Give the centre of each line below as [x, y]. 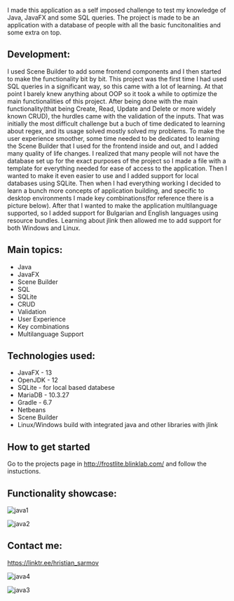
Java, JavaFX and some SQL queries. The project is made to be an [103, 18]
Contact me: [35, 546]
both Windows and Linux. [44, 228]
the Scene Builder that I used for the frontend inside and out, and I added [113, 146]
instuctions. [24, 471]
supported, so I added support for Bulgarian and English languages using [113, 212]
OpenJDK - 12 [37, 380]
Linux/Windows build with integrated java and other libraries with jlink [118, 425]
